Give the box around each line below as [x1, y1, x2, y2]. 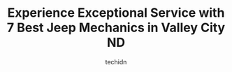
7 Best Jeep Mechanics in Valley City [6, 20, 226, 36]
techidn [105, 57, 127, 66]
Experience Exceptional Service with [7, 5, 225, 21]
